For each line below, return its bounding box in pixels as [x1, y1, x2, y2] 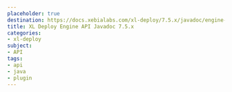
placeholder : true [7, 10, 60, 17]
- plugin [7, 74, 32, 82]
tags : [7, 55, 23, 62]
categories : [7, 29, 41, 37]
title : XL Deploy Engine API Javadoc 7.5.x [7, 23, 135, 30]
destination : [7, 17, 45, 24]
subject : [7, 42, 32, 49]
